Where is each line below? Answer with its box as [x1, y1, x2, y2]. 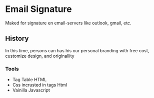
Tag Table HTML [12, 77, 47, 83]
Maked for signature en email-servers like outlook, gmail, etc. [5, 20, 131, 26]
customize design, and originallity [5, 53, 74, 59]
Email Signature [5, 3, 72, 15]
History [5, 34, 29, 43]
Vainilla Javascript [12, 87, 50, 93]
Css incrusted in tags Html [12, 82, 67, 88]
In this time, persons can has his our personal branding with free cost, [5, 47, 149, 53]
